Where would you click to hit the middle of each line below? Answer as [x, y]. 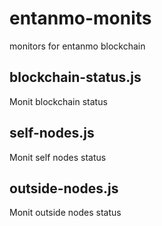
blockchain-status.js [75, 77]
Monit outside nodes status [65, 213]
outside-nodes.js [64, 188]
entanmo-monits [80, 18]
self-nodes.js [52, 133]
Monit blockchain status [58, 101]
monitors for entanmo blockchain [77, 46]
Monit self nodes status [58, 157]
